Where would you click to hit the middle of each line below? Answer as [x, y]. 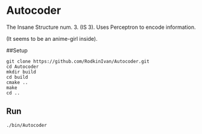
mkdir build [21, 72]
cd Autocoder [23, 67]
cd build [17, 77]
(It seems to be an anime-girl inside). [52, 38]
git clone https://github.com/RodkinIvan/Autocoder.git [78, 61]
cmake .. [17, 82]
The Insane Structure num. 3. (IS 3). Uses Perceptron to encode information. [101, 27]
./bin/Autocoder [27, 125]
